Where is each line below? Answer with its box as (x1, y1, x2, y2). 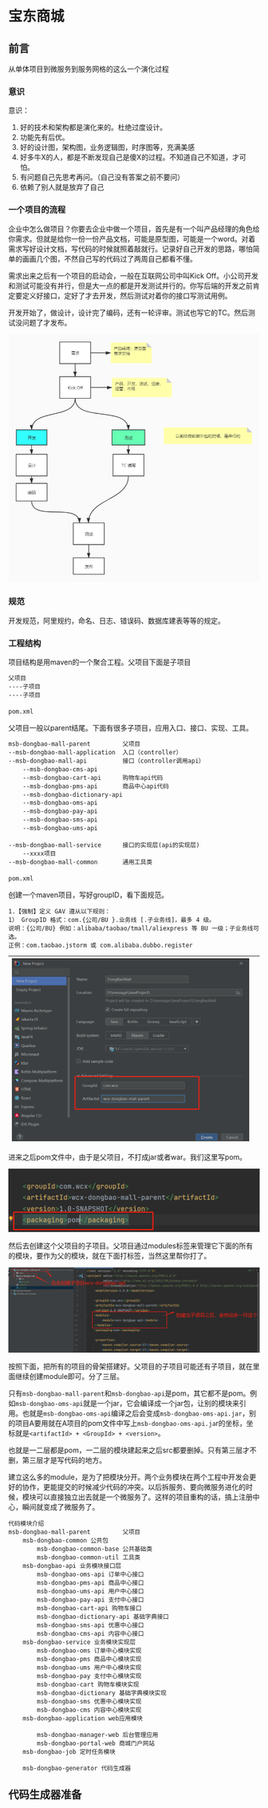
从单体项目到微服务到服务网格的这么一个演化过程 (8, 65, 169, 73)
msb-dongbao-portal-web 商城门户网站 (37, 1739, 156, 1747)
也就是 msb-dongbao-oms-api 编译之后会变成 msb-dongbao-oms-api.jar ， (22, 1408, 250, 1418)
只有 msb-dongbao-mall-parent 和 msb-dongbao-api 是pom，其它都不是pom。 (8, 1388, 250, 1398)
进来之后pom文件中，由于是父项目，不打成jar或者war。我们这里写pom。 (8, 1152, 247, 1161)
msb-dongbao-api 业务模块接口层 (22, 1562, 122, 1570)
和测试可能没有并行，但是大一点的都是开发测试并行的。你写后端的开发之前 (8, 281, 253, 290)
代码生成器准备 (8, 1788, 82, 1802)
